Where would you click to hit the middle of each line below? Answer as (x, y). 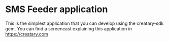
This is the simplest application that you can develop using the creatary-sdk (84, 23)
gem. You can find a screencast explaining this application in (69, 28)
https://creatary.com (27, 34)
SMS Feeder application (57, 9)
